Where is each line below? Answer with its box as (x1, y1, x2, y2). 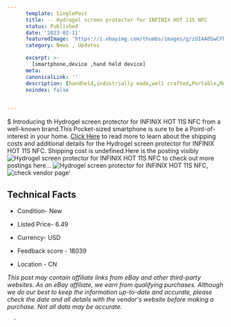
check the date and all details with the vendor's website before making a (7, 295, 214, 303)
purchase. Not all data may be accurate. (7, 302, 122, 311)
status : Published (25, 23, 78, 30)
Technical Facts (7, 188, 77, 200)
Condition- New (16, 207, 63, 215)
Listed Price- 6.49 (16, 220, 69, 228)
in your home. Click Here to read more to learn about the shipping (30, 132, 217, 141)
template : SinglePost (25, 10, 88, 17)
